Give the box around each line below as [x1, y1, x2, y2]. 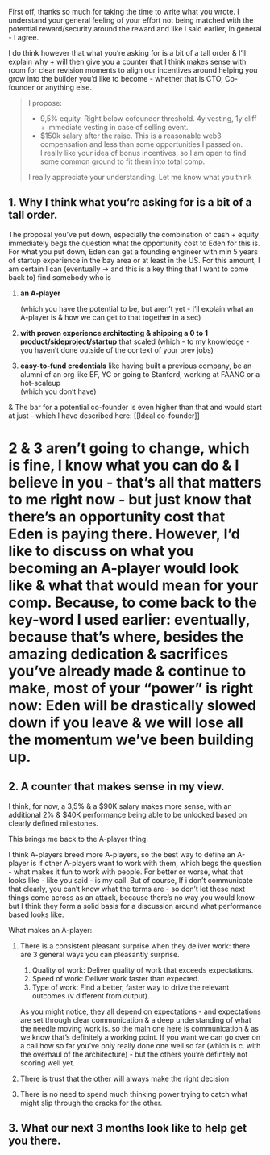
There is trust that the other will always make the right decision [19, 1073, 230, 1083]
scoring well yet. [19, 1057, 75, 1068]
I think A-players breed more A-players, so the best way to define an [8, 849, 236, 859]
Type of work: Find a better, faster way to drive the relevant [31, 982, 230, 992]
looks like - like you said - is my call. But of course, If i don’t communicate [8, 875, 254, 885]
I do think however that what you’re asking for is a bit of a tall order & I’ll [8, 48, 247, 57]
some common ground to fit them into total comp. [39, 157, 206, 166]
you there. [8, 1134, 62, 1148]
